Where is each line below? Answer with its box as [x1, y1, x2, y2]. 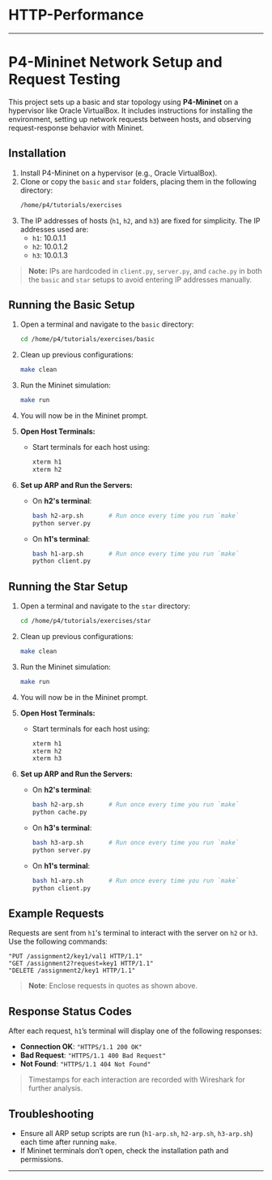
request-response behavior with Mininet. [8, 123, 144, 132]
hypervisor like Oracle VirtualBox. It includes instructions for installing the [8, 106, 253, 115]
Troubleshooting [8, 1107, 95, 1121]
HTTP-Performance [8, 6, 144, 24]
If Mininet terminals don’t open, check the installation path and [19, 1146, 229, 1155]
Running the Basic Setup [8, 298, 135, 312]
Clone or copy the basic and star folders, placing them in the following [19, 176, 257, 186]
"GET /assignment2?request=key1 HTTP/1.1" [8, 960, 154, 968]
